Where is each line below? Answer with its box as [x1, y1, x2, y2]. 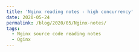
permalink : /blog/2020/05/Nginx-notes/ [6, 20, 107, 26]
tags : [6, 25, 20, 32]
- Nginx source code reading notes [11, 31, 102, 37]
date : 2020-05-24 [6, 14, 50, 20]
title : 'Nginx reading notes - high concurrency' [6, 8, 134, 15]
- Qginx [11, 36, 31, 42]
